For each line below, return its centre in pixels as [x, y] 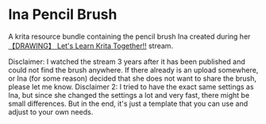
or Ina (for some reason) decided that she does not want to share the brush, [132, 78]
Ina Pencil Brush [63, 15]
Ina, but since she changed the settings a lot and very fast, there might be [129, 95]
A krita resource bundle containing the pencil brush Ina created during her [129, 36]
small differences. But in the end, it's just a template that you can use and [128, 103]
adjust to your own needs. [51, 111]
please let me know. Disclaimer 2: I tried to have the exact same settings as [131, 86]
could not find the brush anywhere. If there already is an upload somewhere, [133, 70]
